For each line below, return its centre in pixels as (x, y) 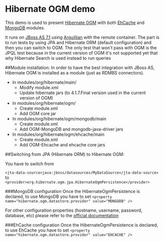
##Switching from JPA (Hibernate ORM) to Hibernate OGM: (65, 154)
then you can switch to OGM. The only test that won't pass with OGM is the (81, 48)
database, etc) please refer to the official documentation (62, 215)
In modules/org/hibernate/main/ (44, 82)
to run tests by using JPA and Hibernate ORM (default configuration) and (78, 42)
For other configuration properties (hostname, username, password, (74, 210)
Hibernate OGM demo (50, 9)
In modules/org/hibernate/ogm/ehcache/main (58, 134)
